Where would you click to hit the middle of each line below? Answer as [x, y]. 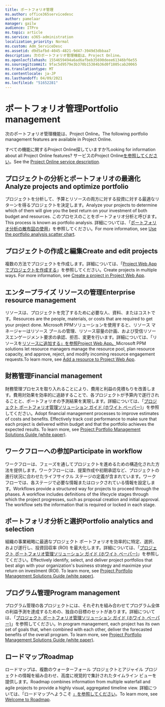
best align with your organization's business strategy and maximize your [78, 565]
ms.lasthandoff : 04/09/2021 [34, 78]
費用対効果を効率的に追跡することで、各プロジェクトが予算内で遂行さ [84, 395]
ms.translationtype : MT [29, 69]
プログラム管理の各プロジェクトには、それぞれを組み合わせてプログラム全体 [82, 606]
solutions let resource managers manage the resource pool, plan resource [80, 349]
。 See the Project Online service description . [55, 162]
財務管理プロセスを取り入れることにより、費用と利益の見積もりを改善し [78, 388]
